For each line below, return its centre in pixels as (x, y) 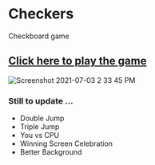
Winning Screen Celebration (66, 143)
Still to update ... (41, 100)
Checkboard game (39, 36)
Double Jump (42, 118)
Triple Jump (40, 127)
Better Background (51, 152)
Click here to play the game (77, 61)
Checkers (41, 14)
